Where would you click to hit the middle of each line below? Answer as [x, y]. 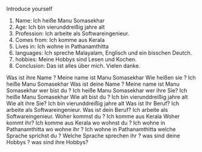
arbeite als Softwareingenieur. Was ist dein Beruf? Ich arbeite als [87, 110]
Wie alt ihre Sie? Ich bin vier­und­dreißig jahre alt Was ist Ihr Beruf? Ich [93, 103]
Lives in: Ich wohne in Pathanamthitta [62, 46]
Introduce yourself [30, 9]
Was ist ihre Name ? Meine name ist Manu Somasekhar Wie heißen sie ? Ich [101, 78]
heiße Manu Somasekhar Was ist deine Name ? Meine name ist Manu [93, 84]
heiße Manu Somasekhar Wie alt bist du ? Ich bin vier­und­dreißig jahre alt [97, 97]
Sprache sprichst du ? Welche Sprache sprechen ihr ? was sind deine [93, 136]
